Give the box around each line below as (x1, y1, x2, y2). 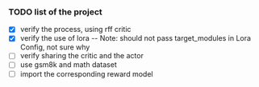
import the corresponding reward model (19, 69, 153, 78)
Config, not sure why (19, 42, 90, 52)
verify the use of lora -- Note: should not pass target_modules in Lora (19, 34, 252, 43)
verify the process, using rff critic (19, 25, 132, 34)
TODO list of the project (8, 6, 102, 18)
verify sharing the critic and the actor (19, 51, 144, 61)
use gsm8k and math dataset (19, 60, 117, 69)
